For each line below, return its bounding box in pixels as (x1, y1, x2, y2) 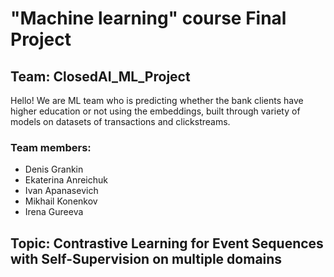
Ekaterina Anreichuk (24, 174, 108, 186)
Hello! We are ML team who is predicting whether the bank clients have (10, 95, 304, 106)
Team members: (10, 140, 92, 154)
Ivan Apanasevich (24, 185, 99, 197)
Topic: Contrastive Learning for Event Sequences (10, 235, 324, 252)
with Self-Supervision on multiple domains (10, 250, 283, 267)
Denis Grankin (24, 163, 84, 176)
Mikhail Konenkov (24, 195, 98, 207)
